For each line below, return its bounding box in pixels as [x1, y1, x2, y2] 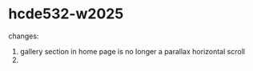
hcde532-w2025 [8, 5, 124, 23]
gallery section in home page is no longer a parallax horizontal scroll [19, 46, 246, 56]
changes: [8, 31, 39, 41]
